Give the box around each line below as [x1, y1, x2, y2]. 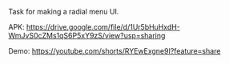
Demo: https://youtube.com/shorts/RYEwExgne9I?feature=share [8, 46, 221, 55]
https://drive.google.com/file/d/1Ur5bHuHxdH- [26, 22, 180, 31]
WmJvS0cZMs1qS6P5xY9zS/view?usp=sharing [8, 31, 166, 40]
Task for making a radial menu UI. [8, 7, 119, 16]
